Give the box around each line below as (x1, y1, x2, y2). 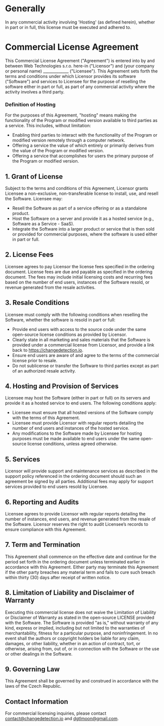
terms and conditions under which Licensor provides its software (5, 73, 136, 79)
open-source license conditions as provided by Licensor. (12, 331, 127, 337)
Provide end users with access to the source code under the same (12, 326, 146, 332)
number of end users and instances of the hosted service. (12, 425, 130, 431)
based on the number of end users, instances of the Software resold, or (5, 279, 150, 285)
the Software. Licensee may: (5, 195, 63, 201)
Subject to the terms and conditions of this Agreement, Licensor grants (5, 185, 148, 191)
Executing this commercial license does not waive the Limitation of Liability (5, 609, 157, 615)
